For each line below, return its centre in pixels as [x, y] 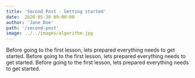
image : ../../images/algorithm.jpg [50, 33]
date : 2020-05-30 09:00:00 [41, 17]
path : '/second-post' [33, 28]
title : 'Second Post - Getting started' [56, 11]
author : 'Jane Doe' [30, 22]
